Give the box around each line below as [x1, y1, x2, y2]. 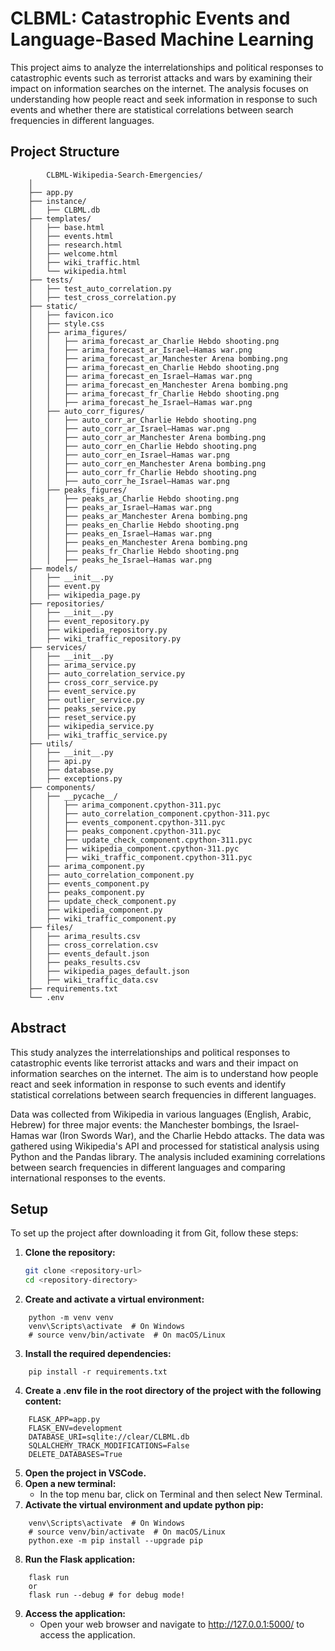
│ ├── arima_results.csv [28, 931, 141, 941]
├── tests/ [28, 275, 74, 285]
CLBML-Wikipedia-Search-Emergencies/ [46, 170, 203, 180]
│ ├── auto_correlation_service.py [28, 668, 186, 679]
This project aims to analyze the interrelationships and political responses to [10, 61, 324, 73]
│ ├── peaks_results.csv [28, 957, 141, 967]
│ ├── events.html [28, 231, 114, 241]
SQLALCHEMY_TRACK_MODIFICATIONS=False [28, 1441, 190, 1451]
